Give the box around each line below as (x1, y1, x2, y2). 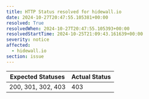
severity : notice (6, 37, 50, 43)
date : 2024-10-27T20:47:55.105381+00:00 (6, 14, 109, 20)
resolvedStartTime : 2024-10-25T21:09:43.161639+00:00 (6, 31, 144, 37)
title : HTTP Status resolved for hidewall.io (6, 8, 121, 15)
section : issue (6, 53, 44, 59)
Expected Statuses (10, 73, 65, 81)
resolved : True (6, 20, 44, 26)
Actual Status (71, 73, 111, 81)
